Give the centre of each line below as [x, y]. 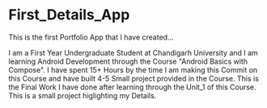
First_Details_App [69, 15]
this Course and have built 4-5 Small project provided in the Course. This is [133, 78]
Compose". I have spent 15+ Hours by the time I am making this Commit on [133, 69]
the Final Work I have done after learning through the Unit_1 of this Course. [132, 87]
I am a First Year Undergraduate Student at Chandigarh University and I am [133, 52]
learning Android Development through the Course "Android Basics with [128, 61]
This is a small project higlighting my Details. [83, 95]
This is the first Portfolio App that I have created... [91, 37]
